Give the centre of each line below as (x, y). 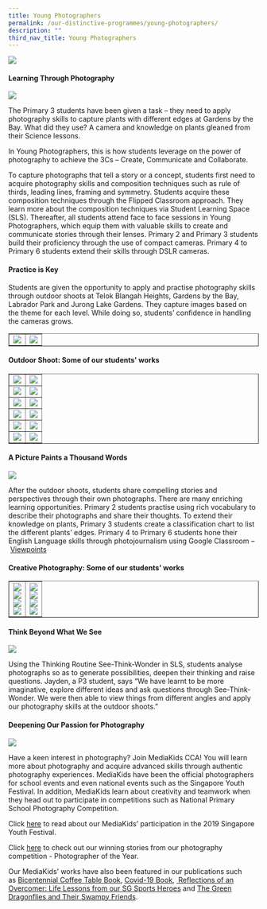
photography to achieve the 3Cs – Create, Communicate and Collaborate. (128, 160)
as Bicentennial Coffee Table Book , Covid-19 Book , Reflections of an (121, 880)
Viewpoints (28, 550)
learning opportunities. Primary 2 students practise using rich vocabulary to (132, 507)
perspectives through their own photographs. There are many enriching (126, 499)
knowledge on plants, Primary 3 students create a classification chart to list (132, 524)
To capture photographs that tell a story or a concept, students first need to (132, 175)
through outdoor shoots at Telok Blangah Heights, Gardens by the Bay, (124, 296)
